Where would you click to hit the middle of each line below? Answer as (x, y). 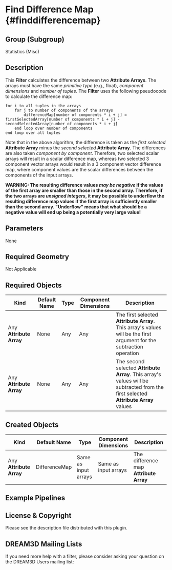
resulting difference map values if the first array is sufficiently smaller (81, 201)
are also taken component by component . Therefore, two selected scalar (82, 153)
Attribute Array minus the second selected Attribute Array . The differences (85, 148)
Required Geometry (37, 257)
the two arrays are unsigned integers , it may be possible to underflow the (85, 195)
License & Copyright (38, 515)
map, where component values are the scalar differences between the (79, 169)
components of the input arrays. (39, 175)
